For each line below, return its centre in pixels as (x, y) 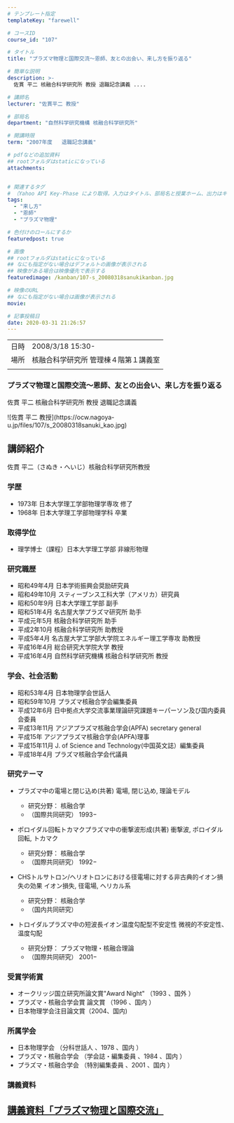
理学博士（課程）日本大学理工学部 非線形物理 (83, 548)
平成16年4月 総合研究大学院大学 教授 (70, 647)
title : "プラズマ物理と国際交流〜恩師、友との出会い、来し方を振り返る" (99, 59)
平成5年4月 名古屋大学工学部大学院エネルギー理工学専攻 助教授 (109, 638)
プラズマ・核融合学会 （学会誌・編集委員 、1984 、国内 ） (102, 1056)
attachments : (26, 168)
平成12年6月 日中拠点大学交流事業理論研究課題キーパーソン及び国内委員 (122, 710)
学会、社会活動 (33, 676)
